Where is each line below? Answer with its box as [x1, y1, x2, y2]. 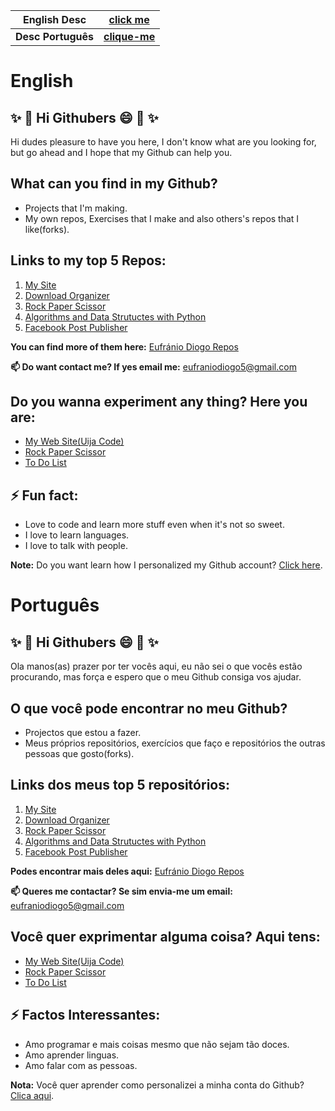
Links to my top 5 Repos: [10, 252, 167, 269]
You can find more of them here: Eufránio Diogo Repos [10, 340, 239, 353]
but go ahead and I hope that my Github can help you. [10, 147, 233, 158]
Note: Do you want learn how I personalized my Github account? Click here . [10, 559, 323, 571]
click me [108, 13, 150, 26]
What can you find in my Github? [10, 175, 218, 193]
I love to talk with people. [24, 540, 128, 552]
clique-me [103, 30, 156, 43]
